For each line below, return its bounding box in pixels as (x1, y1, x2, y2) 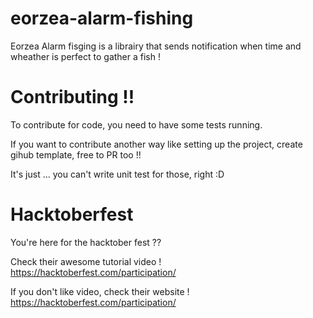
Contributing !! (10, 86, 135, 109)
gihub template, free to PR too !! (10, 148, 142, 161)
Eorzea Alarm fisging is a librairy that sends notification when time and (10, 40, 302, 52)
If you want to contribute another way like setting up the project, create (10, 138, 303, 150)
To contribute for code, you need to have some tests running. (10, 118, 263, 131)
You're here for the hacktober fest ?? (10, 236, 162, 248)
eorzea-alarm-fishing (10, 7, 194, 30)
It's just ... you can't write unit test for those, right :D (10, 168, 225, 180)
